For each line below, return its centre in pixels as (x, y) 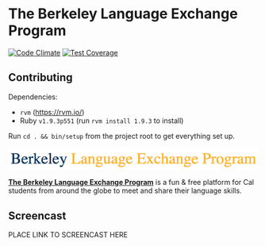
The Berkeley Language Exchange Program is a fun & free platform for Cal (131, 183)
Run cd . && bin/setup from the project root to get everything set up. (122, 136)
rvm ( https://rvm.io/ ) (52, 112)
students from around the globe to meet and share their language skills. (125, 190)
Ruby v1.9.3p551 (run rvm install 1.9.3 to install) (102, 121)
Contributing (40, 77)
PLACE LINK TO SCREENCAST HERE (68, 235)
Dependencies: (33, 97)
